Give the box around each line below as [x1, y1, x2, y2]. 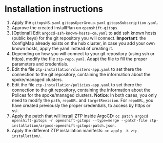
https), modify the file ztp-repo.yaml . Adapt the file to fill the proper [11, 56, 147, 61]
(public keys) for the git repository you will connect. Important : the [11, 35, 146, 41]
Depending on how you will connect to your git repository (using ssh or [11, 50, 155, 57]
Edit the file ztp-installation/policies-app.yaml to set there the [11, 82, 142, 87]
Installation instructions [4, 3, 103, 15]
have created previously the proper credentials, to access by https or [11, 102, 151, 108]
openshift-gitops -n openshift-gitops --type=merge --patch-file [11, 118, 147, 123]
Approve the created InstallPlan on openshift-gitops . [11, 24, 119, 30]
